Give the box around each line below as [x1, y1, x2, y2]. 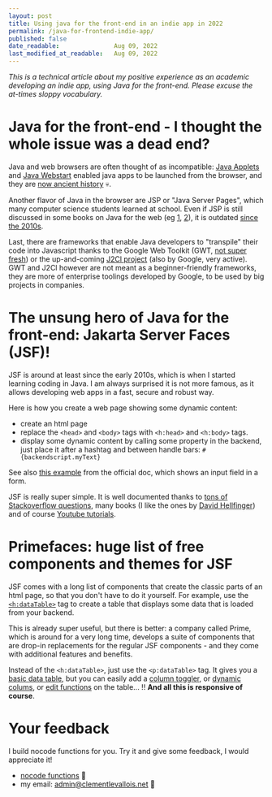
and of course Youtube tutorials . [8, 509, 116, 518]
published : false [8, 34, 67, 43]
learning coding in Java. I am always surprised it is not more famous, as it [8, 379, 254, 388]
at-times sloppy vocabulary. [8, 89, 103, 98]
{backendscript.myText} [19, 453, 101, 461]
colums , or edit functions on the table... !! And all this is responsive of [8, 682, 244, 691]
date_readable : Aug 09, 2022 [8, 42, 158, 50]
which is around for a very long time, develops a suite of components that [8, 631, 255, 642]
